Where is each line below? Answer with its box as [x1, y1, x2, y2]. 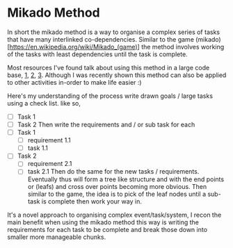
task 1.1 [27, 144, 49, 152]
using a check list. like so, [7, 99, 81, 107]
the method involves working [141, 42, 225, 51]
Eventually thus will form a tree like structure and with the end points [27, 175, 225, 183]
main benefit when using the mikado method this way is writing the [7, 218, 200, 226]
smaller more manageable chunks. [7, 233, 106, 241]
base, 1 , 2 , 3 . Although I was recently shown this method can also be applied [7, 71, 227, 79]
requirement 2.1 [27, 160, 72, 168]
